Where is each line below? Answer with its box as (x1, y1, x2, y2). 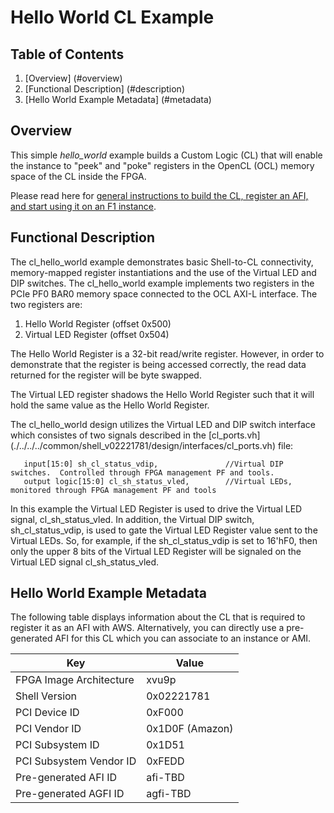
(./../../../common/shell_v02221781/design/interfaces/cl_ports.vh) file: (10, 439, 294, 451)
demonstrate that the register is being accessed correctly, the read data (10, 358, 307, 370)
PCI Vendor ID (15, 722, 82, 736)
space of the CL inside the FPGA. (10, 170, 147, 182)
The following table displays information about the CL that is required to (10, 611, 306, 623)
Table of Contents (10, 46, 125, 63)
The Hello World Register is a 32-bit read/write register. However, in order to (10, 347, 325, 360)
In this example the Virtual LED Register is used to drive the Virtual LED (10, 502, 303, 515)
